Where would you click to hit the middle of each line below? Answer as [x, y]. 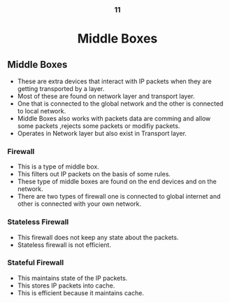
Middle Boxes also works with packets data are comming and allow [114, 118]
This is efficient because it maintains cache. [81, 293]
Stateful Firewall [36, 262]
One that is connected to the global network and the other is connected [120, 104]
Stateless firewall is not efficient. [64, 245]
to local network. [42, 111]
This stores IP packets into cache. [66, 286]
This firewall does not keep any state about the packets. [98, 237]
